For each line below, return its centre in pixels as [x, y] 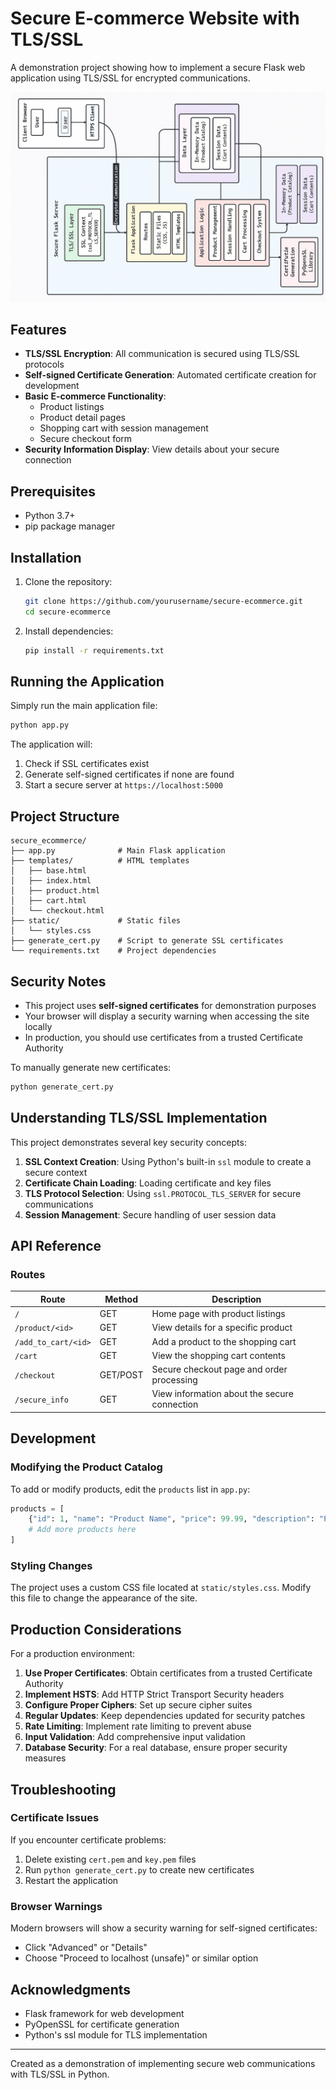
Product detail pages [83, 418]
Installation [46, 557]
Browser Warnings [56, 1906]
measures [45, 1758]
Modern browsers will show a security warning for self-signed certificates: [164, 1928]
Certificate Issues [55, 1818]
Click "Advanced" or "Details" [86, 1948]
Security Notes [58, 981]
